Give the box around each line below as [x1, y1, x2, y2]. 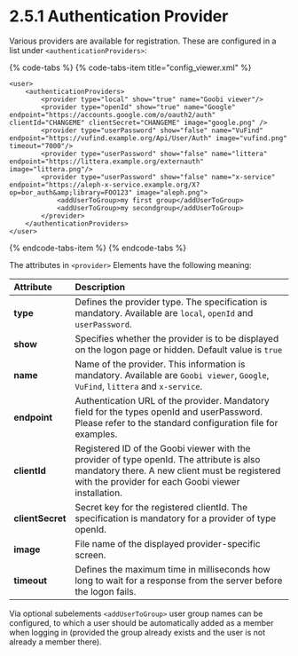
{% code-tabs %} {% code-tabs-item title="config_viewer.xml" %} [9, 62, 252, 73]
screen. [74, 549, 106, 561]
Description [74, 281, 126, 293]
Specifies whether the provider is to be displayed [74, 332, 279, 344]
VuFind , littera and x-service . [74, 380, 203, 392]
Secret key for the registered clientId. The [74, 501, 248, 513]
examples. [74, 428, 118, 440]
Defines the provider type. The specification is [74, 296, 268, 308]
